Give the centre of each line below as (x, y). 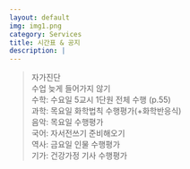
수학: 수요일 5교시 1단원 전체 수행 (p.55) (101, 100)
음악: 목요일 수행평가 (67, 123)
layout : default (39, 17)
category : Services (46, 34)
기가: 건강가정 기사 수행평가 (79, 156)
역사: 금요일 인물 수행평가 (76, 145)
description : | (38, 51)
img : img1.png (36, 26)
